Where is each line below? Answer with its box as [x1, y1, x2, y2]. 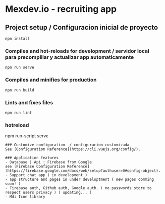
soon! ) [5, 181, 21, 186]
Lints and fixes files [5, 99, 54, 106]
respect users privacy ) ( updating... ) [5, 190, 92, 195]
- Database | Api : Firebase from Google [5, 160, 92, 165]
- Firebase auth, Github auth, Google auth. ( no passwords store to [5, 186, 152, 191]
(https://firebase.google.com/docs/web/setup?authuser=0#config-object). [5, 168, 161, 173]
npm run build [5, 87, 35, 92]
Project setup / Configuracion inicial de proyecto [5, 23, 158, 32]
